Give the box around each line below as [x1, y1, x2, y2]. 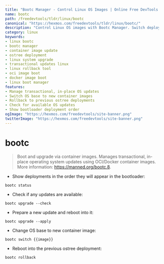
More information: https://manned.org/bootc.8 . [17, 164, 111, 170]
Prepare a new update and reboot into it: [12, 209, 94, 215]
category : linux [5, 30, 38, 35]
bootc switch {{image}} [5, 237, 54, 242]
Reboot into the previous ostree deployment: [12, 245, 102, 251]
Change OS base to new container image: [12, 227, 96, 233]
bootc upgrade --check [5, 201, 51, 206]
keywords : [5, 35, 25, 40]
